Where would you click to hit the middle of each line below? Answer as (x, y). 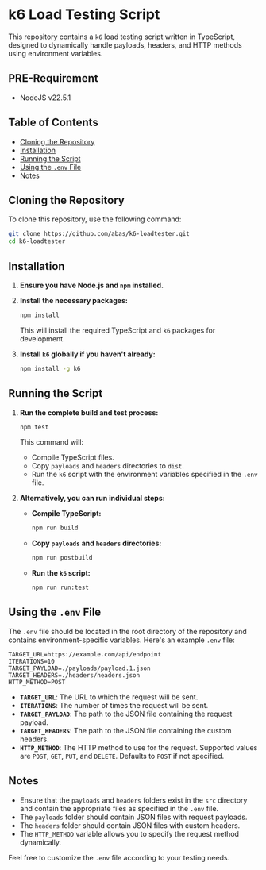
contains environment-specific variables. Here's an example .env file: (122, 640)
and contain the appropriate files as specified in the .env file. (119, 808)
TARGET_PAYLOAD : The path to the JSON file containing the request (126, 714)
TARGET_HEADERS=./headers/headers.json (74, 675)
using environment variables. (56, 53)
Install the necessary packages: (74, 300)
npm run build (55, 528)
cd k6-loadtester (37, 241)
